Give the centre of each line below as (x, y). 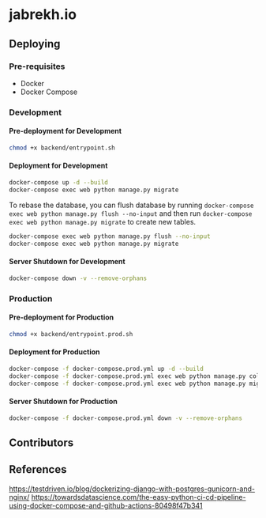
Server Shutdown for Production (63, 402)
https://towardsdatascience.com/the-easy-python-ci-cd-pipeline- (139, 497)
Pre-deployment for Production (62, 317)
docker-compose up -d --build (59, 183)
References (38, 469)
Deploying (35, 44)
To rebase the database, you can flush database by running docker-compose (132, 205)
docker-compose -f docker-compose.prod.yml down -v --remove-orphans (126, 418)
